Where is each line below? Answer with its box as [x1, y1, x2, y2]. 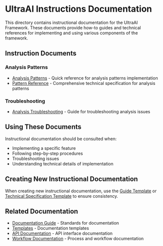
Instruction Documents [5, 49, 77, 58]
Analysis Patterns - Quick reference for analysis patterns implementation [12, 75, 158, 81]
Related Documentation [5, 207, 78, 215]
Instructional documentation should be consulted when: [5, 136, 117, 142]
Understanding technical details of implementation [12, 161, 113, 166]
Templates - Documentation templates [12, 225, 89, 231]
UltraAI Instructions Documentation [5, 3, 152, 15]
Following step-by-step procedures [12, 150, 83, 156]
